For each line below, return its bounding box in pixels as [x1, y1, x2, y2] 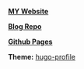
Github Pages [8, 37, 53, 46]
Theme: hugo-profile [8, 53, 76, 61]
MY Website [8, 7, 49, 16]
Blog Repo [8, 22, 42, 31]
